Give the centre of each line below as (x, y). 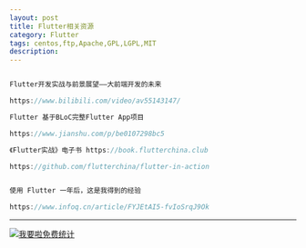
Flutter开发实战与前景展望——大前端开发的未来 (86, 84)
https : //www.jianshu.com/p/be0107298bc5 (87, 134)
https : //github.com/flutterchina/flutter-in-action (109, 166)
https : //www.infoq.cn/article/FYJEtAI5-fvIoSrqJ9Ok (109, 207)
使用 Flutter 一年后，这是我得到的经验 (75, 191)
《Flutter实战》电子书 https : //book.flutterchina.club (109, 150)
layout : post (34, 18)
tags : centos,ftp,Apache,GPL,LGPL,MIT (83, 43)
